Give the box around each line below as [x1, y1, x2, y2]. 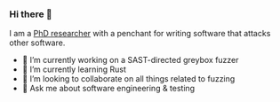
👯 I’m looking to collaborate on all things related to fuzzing [21, 74, 236, 84]
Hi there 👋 [9, 8, 53, 20]
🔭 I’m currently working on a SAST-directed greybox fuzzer [21, 55, 239, 66]
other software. [9, 37, 66, 48]
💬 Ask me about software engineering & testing [21, 83, 196, 94]
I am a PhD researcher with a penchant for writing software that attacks [9, 28, 271, 39]
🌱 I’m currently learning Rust [21, 64, 127, 75]
